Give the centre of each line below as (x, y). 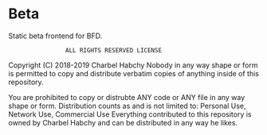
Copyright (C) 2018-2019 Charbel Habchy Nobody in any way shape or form (133, 65)
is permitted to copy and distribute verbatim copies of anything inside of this (133, 73)
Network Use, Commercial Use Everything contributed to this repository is (130, 114)
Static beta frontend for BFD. (55, 36)
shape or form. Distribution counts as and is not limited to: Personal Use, (127, 106)
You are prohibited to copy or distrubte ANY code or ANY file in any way (127, 97)
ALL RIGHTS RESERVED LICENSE (113, 50)
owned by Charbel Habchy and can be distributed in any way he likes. (123, 122)
